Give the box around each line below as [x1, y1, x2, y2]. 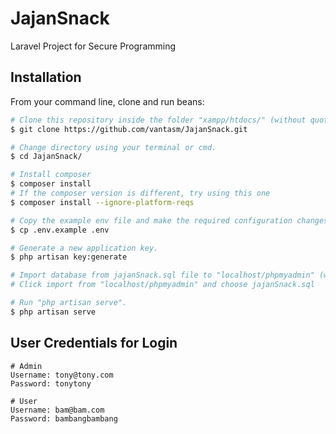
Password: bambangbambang [10, 413, 118, 424]
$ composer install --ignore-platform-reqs [10, 197, 195, 207]
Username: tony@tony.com [10, 370, 114, 380]
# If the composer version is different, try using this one [10, 188, 271, 198]
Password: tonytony [10, 378, 92, 389]
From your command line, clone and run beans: [10, 95, 205, 107]
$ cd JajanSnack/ [10, 152, 83, 162]
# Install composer [10, 170, 92, 180]
